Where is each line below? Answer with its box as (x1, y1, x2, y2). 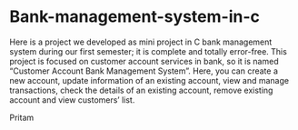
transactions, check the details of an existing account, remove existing (9, 85, 273, 95)
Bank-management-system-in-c (9, 6, 261, 27)
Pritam (9, 112, 35, 123)
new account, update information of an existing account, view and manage (9, 75, 289, 85)
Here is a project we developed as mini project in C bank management (9, 36, 273, 47)
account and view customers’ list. (9, 94, 135, 105)
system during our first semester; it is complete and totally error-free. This (9, 45, 288, 56)
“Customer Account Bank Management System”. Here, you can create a (9, 65, 279, 76)
